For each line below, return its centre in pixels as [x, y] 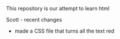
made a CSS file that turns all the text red [64, 31]
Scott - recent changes [34, 19]
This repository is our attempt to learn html [58, 8]
